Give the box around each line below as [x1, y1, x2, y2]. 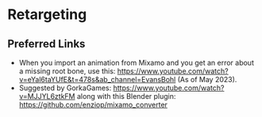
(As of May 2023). [177, 75, 237, 84]
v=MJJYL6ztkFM [18, 92, 76, 100]
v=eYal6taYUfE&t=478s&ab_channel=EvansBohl [18, 75, 176, 84]
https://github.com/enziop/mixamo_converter [18, 100, 168, 109]
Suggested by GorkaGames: [18, 83, 112, 92]
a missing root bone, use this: [18, 66, 116, 76]
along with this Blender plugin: [76, 92, 176, 100]
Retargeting [7, 6, 87, 24]
